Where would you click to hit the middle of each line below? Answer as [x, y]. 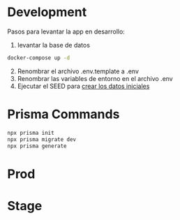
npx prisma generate [37, 146]
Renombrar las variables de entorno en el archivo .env [95, 78]
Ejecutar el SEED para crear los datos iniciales [83, 86]
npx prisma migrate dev [42, 139]
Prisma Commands [63, 114]
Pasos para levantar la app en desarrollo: [66, 31]
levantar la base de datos [54, 45]
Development [47, 12]
